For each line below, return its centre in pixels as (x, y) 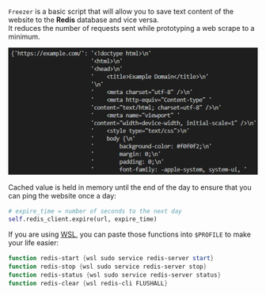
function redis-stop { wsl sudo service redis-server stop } (108, 267)
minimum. (25, 36)
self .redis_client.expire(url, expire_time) (83, 219)
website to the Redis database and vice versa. (84, 20)
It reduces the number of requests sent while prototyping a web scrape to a (131, 28)
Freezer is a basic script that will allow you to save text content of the (121, 11)
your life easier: (34, 243)
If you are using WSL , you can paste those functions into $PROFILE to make (130, 234)
